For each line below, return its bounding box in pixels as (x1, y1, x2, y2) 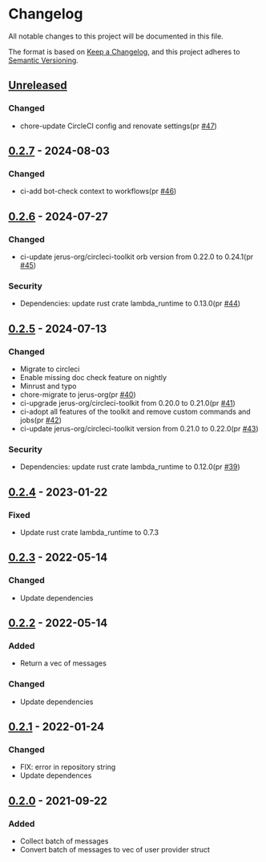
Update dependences (19, 771, 92, 780)
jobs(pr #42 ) (19, 415, 62, 425)
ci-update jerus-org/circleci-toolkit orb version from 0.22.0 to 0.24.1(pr (19, 252, 254, 261)
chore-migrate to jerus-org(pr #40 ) (19, 390, 136, 399)
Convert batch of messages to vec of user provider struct (19, 845, 211, 855)
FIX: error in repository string (19, 763, 116, 772)
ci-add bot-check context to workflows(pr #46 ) (19, 186, 177, 196)
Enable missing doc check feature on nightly (19, 372, 167, 382)
